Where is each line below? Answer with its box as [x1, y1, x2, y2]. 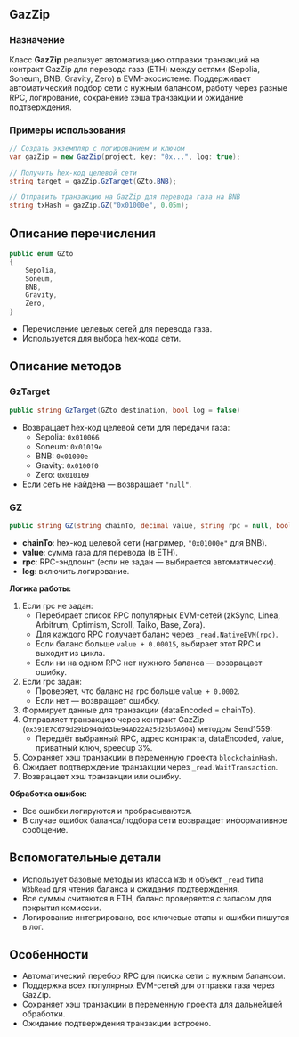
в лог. [21, 921, 44, 932]
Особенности [9, 947, 89, 962]
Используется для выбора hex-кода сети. [21, 333, 182, 344]
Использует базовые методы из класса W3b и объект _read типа [21, 874, 264, 885]
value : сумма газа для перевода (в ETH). [21, 547, 178, 557]
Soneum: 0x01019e [35, 440, 103, 451]
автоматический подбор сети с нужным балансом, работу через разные [9, 82, 287, 93]
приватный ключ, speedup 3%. [35, 742, 153, 753]
